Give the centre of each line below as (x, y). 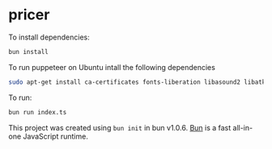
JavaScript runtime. (56, 136)
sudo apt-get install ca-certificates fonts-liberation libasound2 (125, 82)
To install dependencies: (49, 37)
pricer (29, 15)
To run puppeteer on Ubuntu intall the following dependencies (112, 67)
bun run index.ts (38, 112)
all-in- (243, 127)
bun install (28, 52)
